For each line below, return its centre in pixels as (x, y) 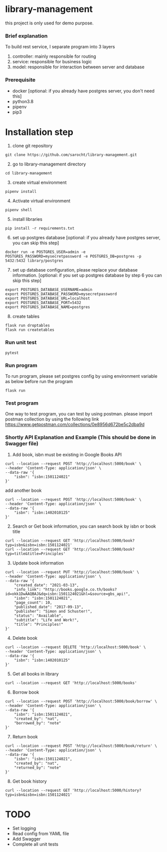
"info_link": (28, 589)
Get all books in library (35, 674)
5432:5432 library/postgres (34, 261)
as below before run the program (39, 382)
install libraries (27, 219)
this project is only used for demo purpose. (49, 23)
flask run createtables (30, 330)
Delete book (25, 638)
